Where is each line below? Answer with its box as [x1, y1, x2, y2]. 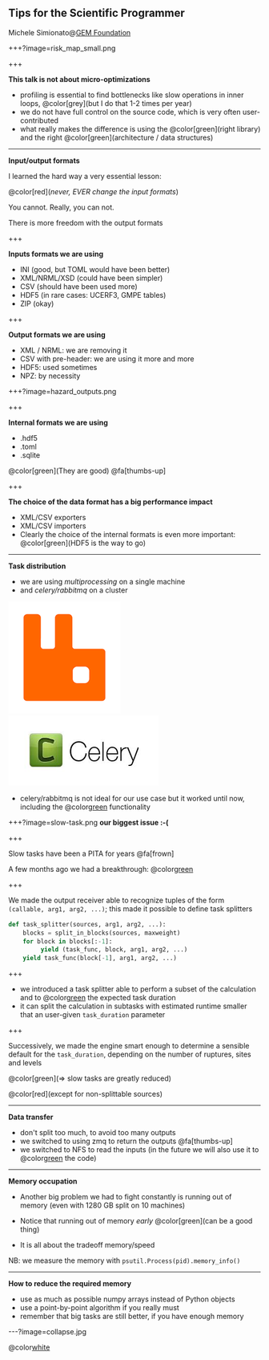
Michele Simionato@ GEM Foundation [8, 27, 131, 37]
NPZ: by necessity [19, 371, 81, 381]
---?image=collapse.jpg [8, 1327, 86, 1337]
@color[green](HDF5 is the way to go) [19, 538, 147, 548]
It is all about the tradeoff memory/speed [19, 1240, 155, 1250]
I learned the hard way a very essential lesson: [8, 171, 162, 181]
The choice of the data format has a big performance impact [8, 497, 214, 507]
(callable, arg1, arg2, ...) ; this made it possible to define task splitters [8, 903, 253, 914]
